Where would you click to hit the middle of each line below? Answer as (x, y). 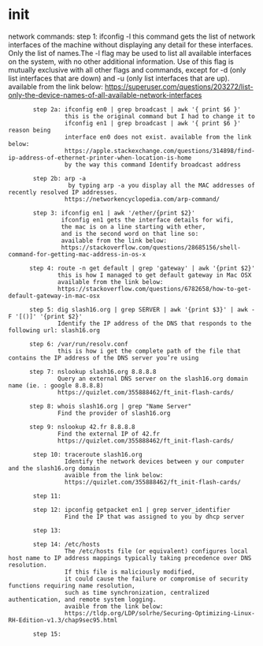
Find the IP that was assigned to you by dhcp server (154, 517)
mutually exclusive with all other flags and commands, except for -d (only (127, 69)
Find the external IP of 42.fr (109, 434)
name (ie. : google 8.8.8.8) (56, 385)
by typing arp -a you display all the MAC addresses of (162, 185)
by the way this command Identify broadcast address (153, 164)
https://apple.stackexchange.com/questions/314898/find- (160, 151)
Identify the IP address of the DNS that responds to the (155, 323)
